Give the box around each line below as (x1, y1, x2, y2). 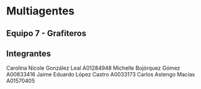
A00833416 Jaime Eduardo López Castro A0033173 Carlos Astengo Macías (6, 71, 196, 78)
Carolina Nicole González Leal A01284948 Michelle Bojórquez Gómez (6, 64, 180, 72)
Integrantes (6, 48, 51, 58)
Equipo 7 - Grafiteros (6, 28, 87, 38)
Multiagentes (6, 4, 74, 18)
